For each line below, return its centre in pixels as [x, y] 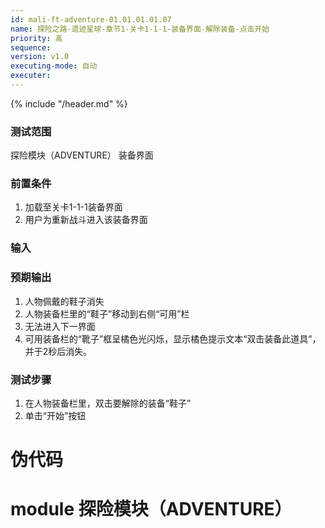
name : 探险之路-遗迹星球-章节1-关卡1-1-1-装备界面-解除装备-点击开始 [140, 29]
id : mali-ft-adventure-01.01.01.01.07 [91, 19]
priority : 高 [36, 38]
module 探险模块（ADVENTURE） [151, 509]
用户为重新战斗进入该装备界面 [86, 220]
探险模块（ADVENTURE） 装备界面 [82, 155]
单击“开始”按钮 [55, 415]
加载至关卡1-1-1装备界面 [73, 207]
